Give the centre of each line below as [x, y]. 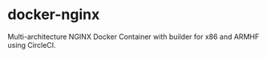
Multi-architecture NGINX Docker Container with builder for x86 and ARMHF [133, 37]
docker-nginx [54, 15]
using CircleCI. [32, 44]
